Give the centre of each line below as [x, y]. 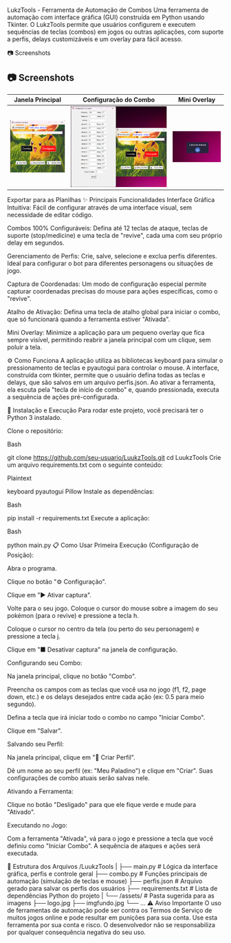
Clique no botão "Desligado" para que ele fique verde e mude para [102, 805]
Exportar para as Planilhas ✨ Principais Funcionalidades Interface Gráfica [111, 200]
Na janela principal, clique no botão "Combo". [71, 676]
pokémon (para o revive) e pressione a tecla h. [73, 616]
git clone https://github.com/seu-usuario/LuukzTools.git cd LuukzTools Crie [114, 458]
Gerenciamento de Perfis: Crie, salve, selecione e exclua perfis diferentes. [112, 256]
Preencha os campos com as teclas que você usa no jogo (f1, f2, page [107, 689]
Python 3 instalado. [34, 418]
